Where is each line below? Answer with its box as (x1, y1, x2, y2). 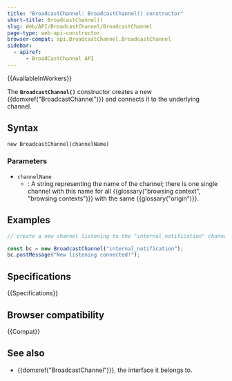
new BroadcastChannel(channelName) (7, 140, 110, 147)
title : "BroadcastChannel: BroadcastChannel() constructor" (7, 10, 184, 17)
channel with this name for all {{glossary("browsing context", (27, 187, 201, 195)
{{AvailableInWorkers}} (7, 74, 72, 82)
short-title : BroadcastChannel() (7, 17, 104, 24)
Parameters (7, 156, 47, 166)
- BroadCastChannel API (25, 55, 95, 62)
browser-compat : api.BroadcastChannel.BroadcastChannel (7, 36, 171, 43)
